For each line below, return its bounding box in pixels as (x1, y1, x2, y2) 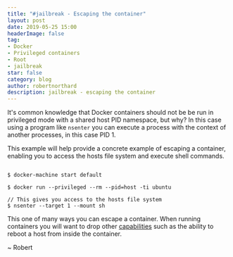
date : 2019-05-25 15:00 (7, 23, 77, 30)
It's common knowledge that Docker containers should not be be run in (7, 108, 214, 117)
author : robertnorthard (7, 82, 77, 89)
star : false (7, 69, 42, 76)
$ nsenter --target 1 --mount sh (7, 202, 106, 210)
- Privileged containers (7, 50, 80, 57)
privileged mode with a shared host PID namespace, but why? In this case (7, 115, 222, 124)
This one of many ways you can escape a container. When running (7, 215, 201, 223)
